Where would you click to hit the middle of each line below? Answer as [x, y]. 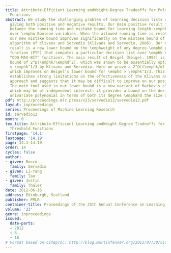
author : [13, 157]
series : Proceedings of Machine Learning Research [60, 110]
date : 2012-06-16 [24, 190]
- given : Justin [22, 181]
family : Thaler [26, 186]
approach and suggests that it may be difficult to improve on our [83, 81]
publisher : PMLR [22, 199]
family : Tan [23, 176]
